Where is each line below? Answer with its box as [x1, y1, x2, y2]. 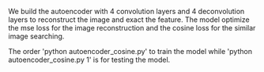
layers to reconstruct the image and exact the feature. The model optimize [8, 15, 251, 24]
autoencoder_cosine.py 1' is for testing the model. [8, 55, 171, 64]
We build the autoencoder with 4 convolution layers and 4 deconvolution [8, 7, 245, 16]
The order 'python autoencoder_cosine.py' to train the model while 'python [8, 47, 253, 56]
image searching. [8, 31, 65, 41]
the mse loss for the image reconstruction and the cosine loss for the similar [8, 23, 256, 32]
